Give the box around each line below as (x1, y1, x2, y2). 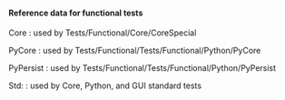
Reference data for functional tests (8, 7, 143, 18)
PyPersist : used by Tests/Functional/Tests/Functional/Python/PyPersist (8, 63, 277, 74)
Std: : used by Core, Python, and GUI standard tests (8, 80, 201, 91)
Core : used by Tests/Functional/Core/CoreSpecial (8, 27, 197, 38)
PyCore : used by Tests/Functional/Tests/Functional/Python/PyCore (8, 45, 261, 56)
